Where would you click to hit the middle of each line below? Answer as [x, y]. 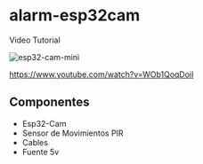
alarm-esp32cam [75, 16]
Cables [35, 142]
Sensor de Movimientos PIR [73, 133]
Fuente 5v [41, 152]
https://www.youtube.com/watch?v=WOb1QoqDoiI [101, 74]
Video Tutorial [35, 40]
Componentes [50, 102]
